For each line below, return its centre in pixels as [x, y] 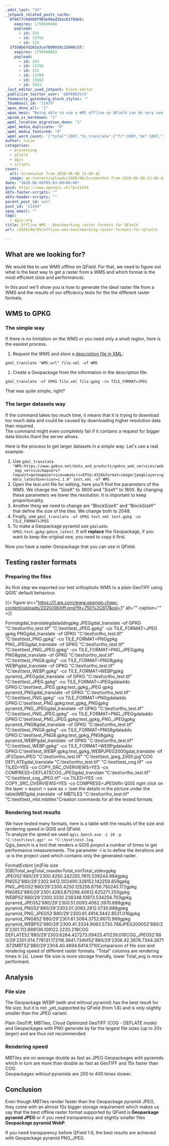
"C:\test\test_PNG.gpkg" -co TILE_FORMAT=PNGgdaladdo [66, 698]
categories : [18, 146]
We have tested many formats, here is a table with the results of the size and [84, 824]
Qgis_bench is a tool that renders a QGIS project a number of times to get [81, 845]
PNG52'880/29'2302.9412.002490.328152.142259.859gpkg [67, 881]
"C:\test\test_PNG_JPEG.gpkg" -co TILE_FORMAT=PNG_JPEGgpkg [75, 650]
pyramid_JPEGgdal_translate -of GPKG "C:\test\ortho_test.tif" [69, 677]
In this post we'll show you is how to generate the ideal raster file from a [80, 287]
